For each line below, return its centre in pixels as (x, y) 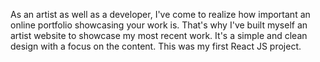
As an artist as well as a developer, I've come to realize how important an (160, 14)
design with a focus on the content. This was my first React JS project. (156, 46)
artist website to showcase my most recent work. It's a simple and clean (159, 35)
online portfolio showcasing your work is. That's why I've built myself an (159, 25)
